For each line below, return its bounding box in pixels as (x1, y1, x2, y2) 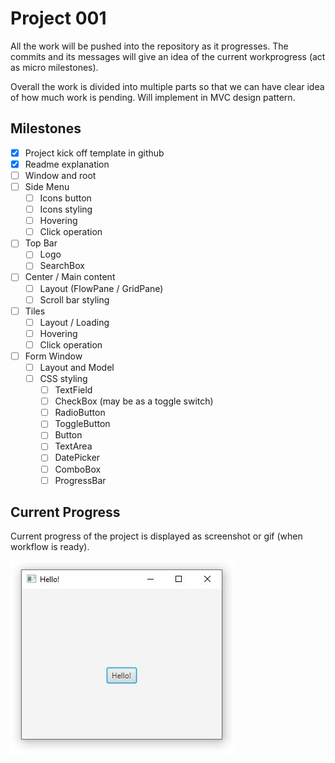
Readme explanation (24, 158, 110, 170)
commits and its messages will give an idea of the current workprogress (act (10, 50, 326, 62)
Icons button (39, 192, 92, 204)
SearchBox (39, 260, 85, 272)
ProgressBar (54, 474, 107, 486)
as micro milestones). (10, 61, 99, 73)
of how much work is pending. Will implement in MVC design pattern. (10, 91, 296, 103)
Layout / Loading (39, 316, 110, 328)
